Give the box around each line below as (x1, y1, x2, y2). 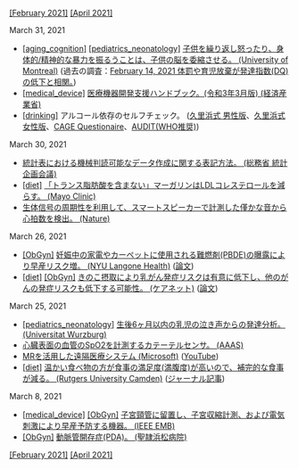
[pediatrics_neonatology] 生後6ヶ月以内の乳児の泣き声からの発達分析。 (21, 319, 286, 329)
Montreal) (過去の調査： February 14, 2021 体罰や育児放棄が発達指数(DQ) (21, 66, 289, 76)
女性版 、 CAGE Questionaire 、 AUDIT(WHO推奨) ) (21, 121, 200, 132)
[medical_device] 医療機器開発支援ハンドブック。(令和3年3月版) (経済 (21, 88, 279, 98)
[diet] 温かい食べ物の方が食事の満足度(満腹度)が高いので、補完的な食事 (21, 362, 285, 373)
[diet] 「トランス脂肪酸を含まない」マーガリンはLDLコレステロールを (21, 180, 278, 190)
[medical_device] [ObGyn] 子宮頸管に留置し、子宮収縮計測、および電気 (21, 409, 286, 420)
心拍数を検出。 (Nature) (21, 213, 111, 224)
